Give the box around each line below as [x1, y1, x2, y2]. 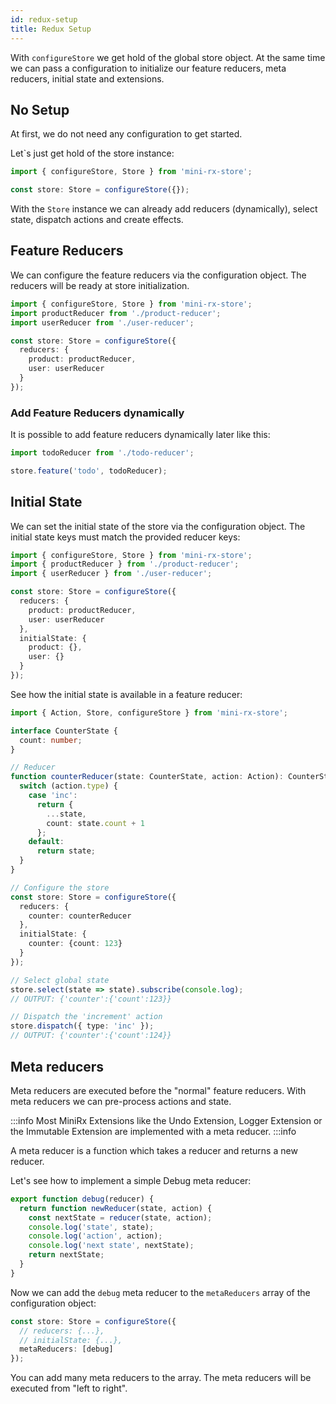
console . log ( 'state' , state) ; [28, 1222, 155, 1232]
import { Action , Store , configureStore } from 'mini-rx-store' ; [10, 707, 288, 718]
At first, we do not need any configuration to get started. [10, 128, 243, 140]
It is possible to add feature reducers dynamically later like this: [10, 429, 271, 441]
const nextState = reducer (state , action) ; [28, 1212, 213, 1223]
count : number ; [19, 735, 83, 745]
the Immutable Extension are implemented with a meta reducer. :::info [10, 1125, 297, 1137]
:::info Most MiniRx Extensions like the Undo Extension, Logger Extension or [10, 1114, 323, 1126]
